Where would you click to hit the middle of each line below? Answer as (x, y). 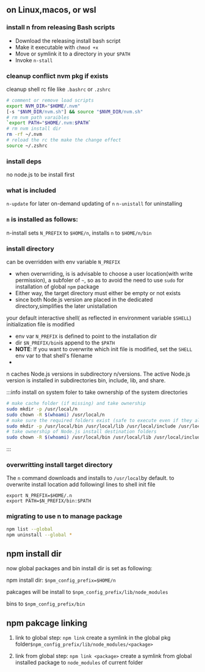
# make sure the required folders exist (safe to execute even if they (99, 420)
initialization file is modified (41, 324)
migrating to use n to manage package (64, 517)
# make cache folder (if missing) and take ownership (76, 404)
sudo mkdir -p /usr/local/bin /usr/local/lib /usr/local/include (91, 426)
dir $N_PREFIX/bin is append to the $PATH (65, 343)
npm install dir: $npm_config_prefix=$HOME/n (61, 580)
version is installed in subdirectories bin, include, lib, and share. (86, 381)
